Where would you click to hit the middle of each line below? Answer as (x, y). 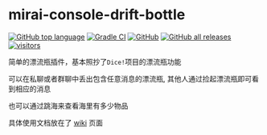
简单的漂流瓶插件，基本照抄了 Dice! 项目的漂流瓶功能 (95, 62)
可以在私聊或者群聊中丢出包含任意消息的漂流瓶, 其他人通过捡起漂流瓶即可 (130, 78)
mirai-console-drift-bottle (97, 15)
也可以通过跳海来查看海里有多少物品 (68, 105)
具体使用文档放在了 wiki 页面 (55, 122)
